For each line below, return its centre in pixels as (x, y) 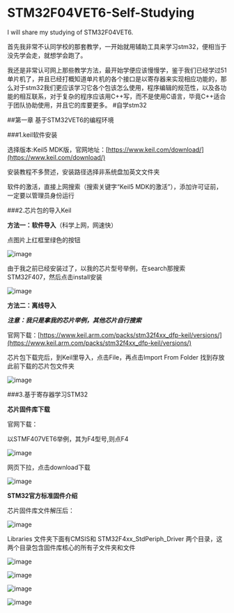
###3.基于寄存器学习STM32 (48, 394)
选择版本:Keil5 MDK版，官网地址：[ (58, 149)
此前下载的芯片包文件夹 (41, 366)
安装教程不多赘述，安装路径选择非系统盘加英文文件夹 (84, 172)
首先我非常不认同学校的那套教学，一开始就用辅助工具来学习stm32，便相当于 (117, 46)
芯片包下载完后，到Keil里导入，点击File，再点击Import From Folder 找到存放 (116, 357)
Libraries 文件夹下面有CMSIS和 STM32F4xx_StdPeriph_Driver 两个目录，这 (115, 538)
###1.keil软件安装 (32, 135)
